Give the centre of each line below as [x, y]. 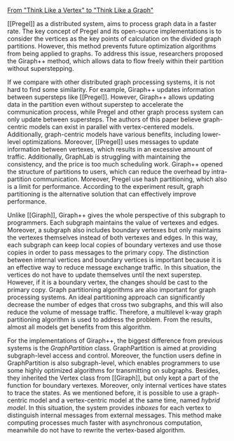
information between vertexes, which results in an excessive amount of [110, 149]
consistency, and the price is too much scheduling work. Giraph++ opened [115, 164]
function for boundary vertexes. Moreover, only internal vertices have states [117, 385]
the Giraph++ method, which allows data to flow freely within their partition [116, 61]
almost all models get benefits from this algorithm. [80, 327]
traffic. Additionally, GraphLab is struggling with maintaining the [99, 157]
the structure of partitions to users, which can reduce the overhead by [109, 172]
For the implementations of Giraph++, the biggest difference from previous [115, 341]
